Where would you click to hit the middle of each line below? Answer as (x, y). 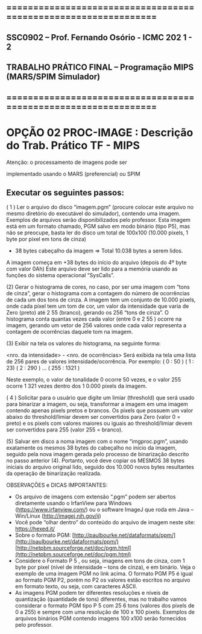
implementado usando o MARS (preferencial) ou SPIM (73, 174)
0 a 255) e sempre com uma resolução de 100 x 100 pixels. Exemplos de (105, 612)
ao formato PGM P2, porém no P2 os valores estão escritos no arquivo (103, 580)
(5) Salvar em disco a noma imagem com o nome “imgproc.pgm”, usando (97, 441)
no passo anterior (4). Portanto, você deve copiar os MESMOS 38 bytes (96, 460)
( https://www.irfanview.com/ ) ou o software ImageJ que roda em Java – (104, 510)
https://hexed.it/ (35, 529)
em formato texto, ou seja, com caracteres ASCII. (76, 586)
